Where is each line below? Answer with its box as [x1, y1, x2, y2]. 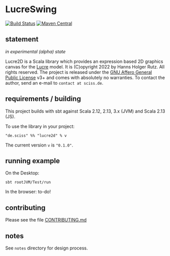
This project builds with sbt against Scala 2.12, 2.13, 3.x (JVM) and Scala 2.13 [5, 108, 165, 114]
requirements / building [5, 95, 81, 103]
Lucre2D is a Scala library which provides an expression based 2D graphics [5, 58, 163, 64]
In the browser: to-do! [5, 189, 51, 195]
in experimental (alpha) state [5, 48, 66, 54]
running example [5, 156, 60, 165]
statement [5, 35, 39, 44]
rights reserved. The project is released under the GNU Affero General [5, 69, 152, 75]
